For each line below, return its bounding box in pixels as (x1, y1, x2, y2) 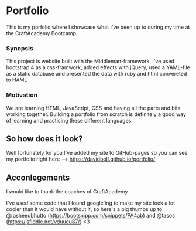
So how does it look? (6, 134, 83, 144)
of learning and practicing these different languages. (6, 117, 133, 124)
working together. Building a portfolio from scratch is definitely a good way (6, 110, 186, 118)
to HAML (6, 76, 27, 83)
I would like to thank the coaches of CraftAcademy (6, 188, 128, 195)
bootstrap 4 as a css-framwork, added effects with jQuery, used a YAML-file (6, 64, 190, 71)
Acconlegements (6, 172, 70, 182)
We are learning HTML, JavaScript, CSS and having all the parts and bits (6, 104, 181, 111)
